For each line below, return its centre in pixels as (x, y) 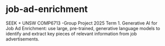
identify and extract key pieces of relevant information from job (71, 33)
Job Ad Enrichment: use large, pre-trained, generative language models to (83, 28)
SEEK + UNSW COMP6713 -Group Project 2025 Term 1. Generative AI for (82, 23)
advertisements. (22, 39)
